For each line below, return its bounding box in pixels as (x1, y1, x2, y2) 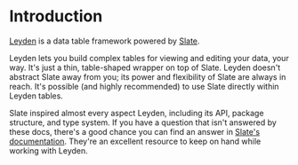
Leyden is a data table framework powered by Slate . (9, 35, 200, 46)
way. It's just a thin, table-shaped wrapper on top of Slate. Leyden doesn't (9, 62, 281, 73)
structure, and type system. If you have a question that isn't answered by (9, 117, 278, 128)
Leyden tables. (9, 90, 64, 101)
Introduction (9, 6, 103, 27)
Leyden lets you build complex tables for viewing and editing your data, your (9, 52, 289, 63)
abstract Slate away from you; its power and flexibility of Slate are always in (9, 71, 286, 82)
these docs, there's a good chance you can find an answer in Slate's (9, 126, 261, 137)
